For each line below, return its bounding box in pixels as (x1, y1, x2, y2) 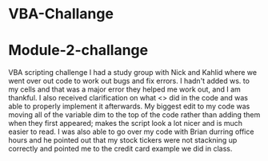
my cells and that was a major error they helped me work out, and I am (8, 84, 242, 94)
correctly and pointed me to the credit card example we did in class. (8, 144, 233, 154)
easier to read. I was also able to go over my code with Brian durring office (8, 127, 254, 136)
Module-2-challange (8, 41, 149, 60)
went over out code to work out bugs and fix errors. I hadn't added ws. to (8, 77, 250, 86)
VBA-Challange (8, 5, 114, 23)
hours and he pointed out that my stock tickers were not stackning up (8, 135, 238, 145)
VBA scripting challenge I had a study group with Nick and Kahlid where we (8, 68, 258, 77)
